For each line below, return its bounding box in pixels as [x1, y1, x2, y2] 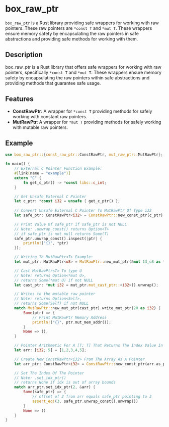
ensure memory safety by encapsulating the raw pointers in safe [5, 30, 139, 36]
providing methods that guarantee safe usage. [5, 80, 101, 86]
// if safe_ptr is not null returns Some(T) [14, 231, 109, 236]
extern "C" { [14, 175, 42, 180]
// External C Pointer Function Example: [14, 166, 102, 171]
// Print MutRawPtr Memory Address [32, 315, 107, 320]
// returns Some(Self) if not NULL [14, 301, 89, 306]
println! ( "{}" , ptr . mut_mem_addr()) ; [32, 319, 112, 325]
